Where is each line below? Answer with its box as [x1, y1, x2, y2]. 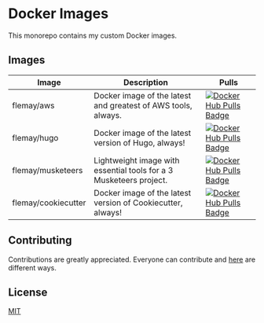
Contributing [8, 233, 72, 248]
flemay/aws [12, 100, 55, 111]
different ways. [8, 262, 57, 272]
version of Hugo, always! [93, 137, 185, 148]
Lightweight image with [93, 155, 180, 166]
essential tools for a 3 [93, 164, 174, 175]
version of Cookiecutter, [93, 197, 183, 208]
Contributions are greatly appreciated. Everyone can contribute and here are [8, 255, 256, 264]
